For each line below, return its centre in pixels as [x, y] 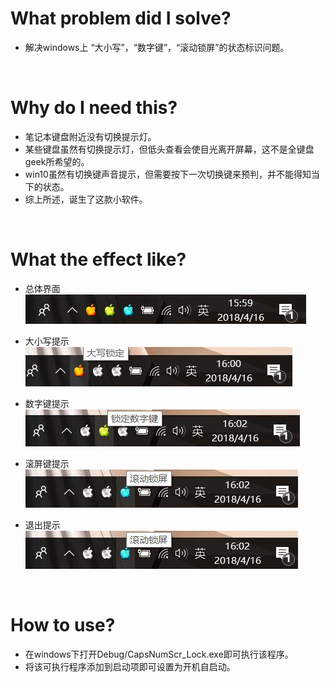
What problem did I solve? [121, 18]
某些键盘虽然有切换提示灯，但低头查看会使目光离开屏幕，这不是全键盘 [169, 149]
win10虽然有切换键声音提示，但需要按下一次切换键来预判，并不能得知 [168, 174]
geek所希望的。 [57, 161]
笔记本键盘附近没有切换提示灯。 [90, 136]
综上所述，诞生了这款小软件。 [86, 199]
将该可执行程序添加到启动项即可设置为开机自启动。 [130, 666]
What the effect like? [98, 259]
